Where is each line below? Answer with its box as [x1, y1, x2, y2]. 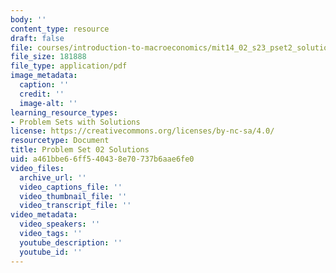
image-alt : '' [19, 98, 78, 108]
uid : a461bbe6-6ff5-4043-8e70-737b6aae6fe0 [10, 154, 195, 164]
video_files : [10, 163, 65, 173]
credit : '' [19, 89, 65, 99]
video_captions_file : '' [19, 182, 123, 192]
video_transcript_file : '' [19, 201, 132, 211]
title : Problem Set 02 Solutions [10, 145, 150, 155]
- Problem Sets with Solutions [10, 117, 141, 127]
